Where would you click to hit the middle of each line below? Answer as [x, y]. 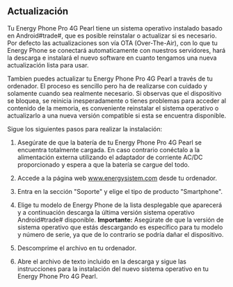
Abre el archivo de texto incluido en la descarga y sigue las [102, 261]
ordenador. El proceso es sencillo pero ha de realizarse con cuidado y [107, 85]
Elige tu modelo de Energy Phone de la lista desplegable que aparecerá [120, 205]
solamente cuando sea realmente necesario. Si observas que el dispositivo [114, 93]
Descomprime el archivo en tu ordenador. [77, 248]
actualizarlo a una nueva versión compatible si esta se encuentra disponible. [117, 115]
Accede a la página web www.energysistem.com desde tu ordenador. [117, 178]
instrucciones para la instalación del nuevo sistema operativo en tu [113, 269]
